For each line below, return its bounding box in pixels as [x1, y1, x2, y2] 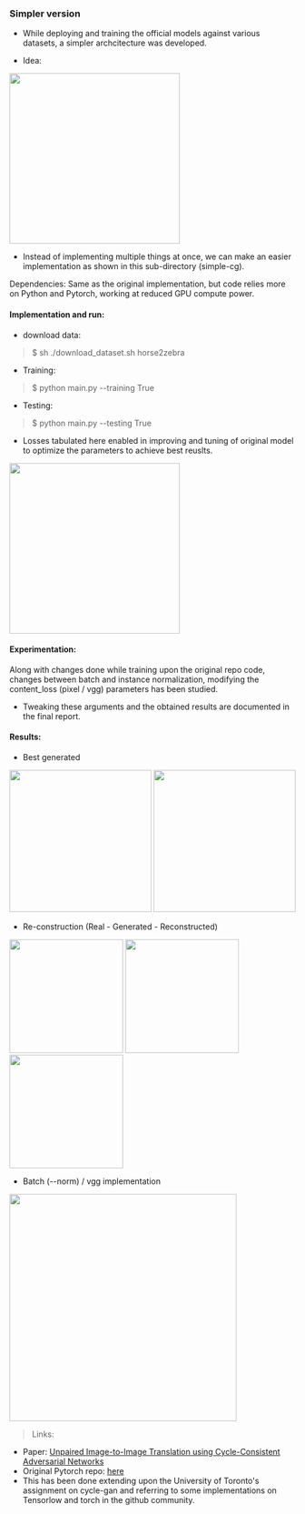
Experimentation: [9, 644, 77, 655]
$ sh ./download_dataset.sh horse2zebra [31, 346, 185, 357]
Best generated [22, 751, 81, 762]
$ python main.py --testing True [31, 417, 152, 428]
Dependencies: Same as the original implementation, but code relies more [9, 278, 286, 289]
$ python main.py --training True [31, 382, 154, 393]
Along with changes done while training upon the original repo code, [9, 664, 266, 675]
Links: [31, 1429, 54, 1439]
